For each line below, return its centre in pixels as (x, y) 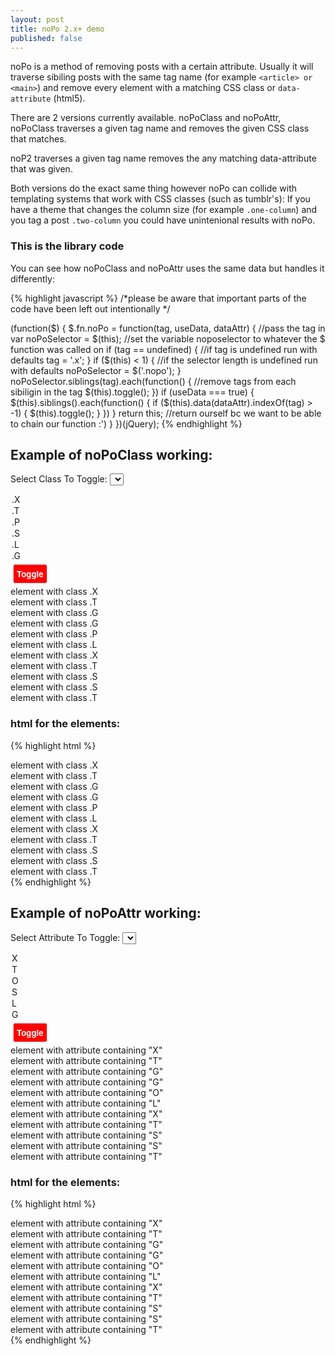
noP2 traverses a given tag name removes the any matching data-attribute (163, 158)
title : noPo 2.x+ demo (57, 29)
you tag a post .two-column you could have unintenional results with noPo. (163, 220)
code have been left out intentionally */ (90, 308)
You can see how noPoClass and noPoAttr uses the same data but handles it (167, 268)
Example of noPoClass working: (111, 455)
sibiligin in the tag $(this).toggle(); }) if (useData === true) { (132, 392)
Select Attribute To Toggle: (65, 937)
